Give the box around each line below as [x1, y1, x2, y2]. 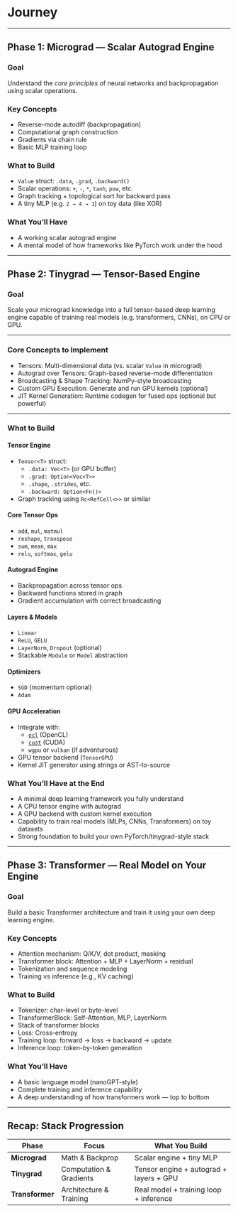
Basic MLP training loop [17, 143, 87, 151]
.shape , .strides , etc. [28, 479, 91, 487]
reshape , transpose [17, 534, 73, 542]
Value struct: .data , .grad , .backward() [17, 177, 130, 185]
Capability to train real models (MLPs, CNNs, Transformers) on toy [17, 816, 212, 825]
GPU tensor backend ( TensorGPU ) [17, 753, 113, 761]
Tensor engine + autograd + [134, 1165, 227, 1175]
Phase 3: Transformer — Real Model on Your [7, 859, 207, 871]
